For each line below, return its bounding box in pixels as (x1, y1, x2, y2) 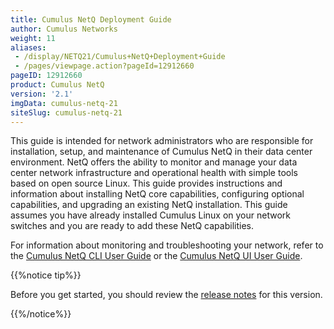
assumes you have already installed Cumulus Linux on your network (10, 209, 291, 221)
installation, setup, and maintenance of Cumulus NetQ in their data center (10, 146, 313, 158)
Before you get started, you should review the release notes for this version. (10, 289, 323, 301)
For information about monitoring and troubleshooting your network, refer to (10, 239, 324, 251)
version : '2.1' (10, 89, 74, 99)
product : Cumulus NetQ (10, 80, 105, 90)
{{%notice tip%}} (10, 269, 82, 281)
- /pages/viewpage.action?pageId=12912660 (14, 61, 195, 71)
